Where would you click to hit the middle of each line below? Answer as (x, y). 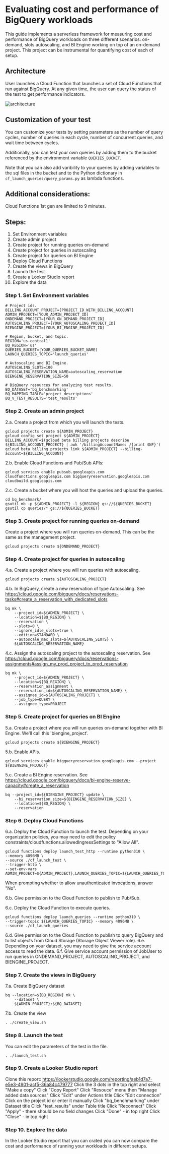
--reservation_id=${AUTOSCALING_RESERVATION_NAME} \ (71, 691)
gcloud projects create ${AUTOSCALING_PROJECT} (56, 579)
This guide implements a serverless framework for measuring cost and (78, 34)
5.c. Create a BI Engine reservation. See (47, 774)
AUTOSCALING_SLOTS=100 (29, 368)
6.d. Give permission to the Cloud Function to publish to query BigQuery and (84, 935)
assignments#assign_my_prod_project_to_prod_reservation (67, 664)
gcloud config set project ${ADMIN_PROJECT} (53, 436)
